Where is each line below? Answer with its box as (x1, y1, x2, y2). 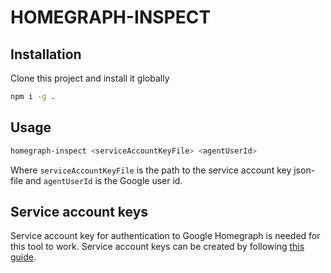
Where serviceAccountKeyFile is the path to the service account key (10, 164, 292, 176)
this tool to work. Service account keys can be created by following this (10, 241, 305, 253)
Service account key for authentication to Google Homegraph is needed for (10, 230, 321, 242)
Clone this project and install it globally (10, 72, 170, 84)
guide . (10, 251, 37, 263)
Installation (10, 46, 82, 63)
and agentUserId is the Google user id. (25, 174, 183, 186)
